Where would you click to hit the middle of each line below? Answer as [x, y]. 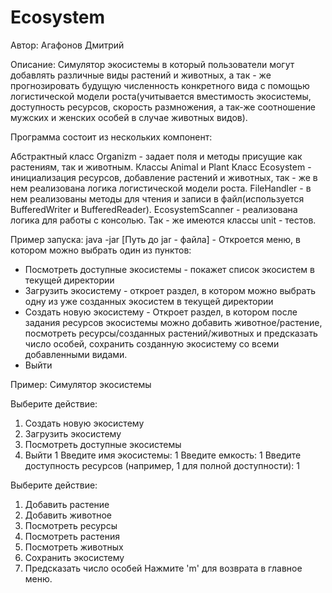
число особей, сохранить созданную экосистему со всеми [152, 343]
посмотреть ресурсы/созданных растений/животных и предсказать [171, 333]
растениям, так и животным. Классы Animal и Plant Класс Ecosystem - [161, 167]
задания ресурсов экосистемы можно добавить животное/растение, [173, 322]
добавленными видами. [76, 354]
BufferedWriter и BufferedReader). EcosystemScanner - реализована [154, 209]
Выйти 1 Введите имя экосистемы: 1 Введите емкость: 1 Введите [163, 455]
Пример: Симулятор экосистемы [81, 384]
